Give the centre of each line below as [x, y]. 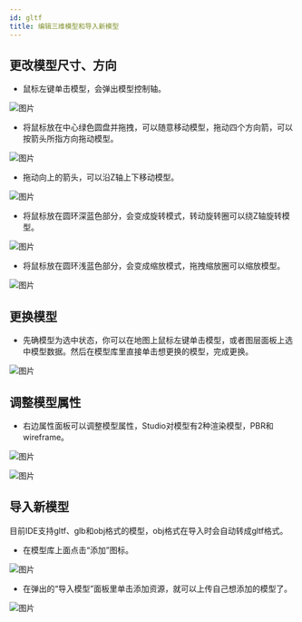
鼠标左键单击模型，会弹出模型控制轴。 [94, 89]
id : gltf [26, 18]
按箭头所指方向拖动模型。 [70, 139]
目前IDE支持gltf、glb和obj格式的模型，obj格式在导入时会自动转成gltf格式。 [149, 530]
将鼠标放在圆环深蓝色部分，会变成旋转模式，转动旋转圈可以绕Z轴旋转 [152, 216]
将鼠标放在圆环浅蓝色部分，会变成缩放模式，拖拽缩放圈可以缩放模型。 [154, 266]
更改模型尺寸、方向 [63, 65]
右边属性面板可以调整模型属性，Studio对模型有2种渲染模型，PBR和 [148, 425]
